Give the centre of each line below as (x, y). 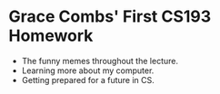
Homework (51, 36)
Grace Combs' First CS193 (110, 17)
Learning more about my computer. (88, 70)
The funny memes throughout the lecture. (100, 61)
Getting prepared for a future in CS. (88, 80)
